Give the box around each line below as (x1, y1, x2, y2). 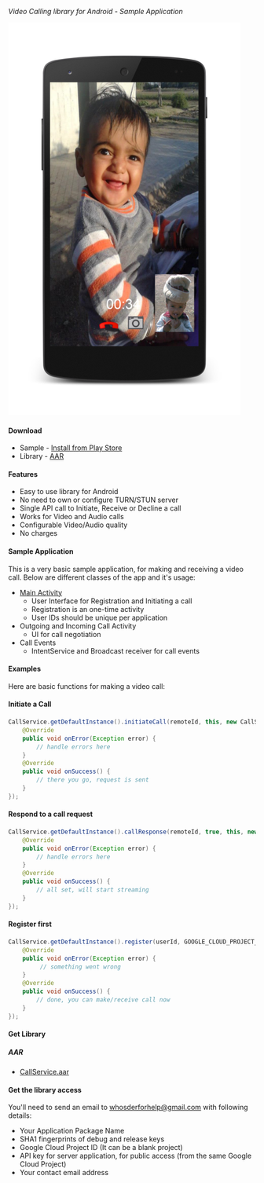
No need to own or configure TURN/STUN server (19, 495, 179, 505)
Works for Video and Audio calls (19, 512, 124, 522)
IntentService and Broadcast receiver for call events (31, 646, 200, 655)
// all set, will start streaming (36, 886, 149, 894)
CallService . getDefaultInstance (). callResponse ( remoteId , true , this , (8, 828, 244, 836)
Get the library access (8, 1085, 82, 1094)
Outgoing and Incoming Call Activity (19, 621, 137, 631)
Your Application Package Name (19, 1126, 125, 1136)
